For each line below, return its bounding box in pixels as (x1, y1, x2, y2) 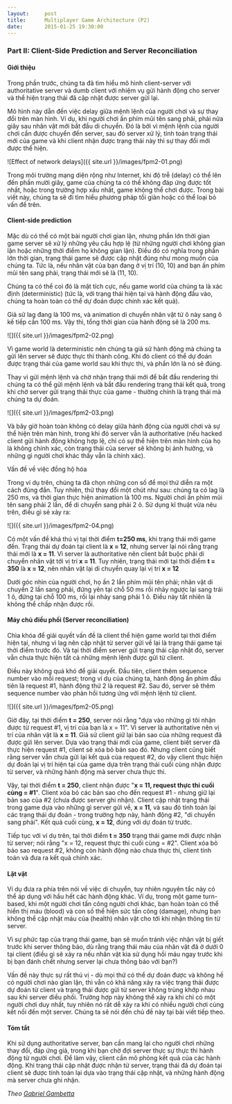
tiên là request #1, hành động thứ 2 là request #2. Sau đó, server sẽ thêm (7, 682, 215, 690)
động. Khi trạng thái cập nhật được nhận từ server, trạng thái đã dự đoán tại (7, 1061, 223, 1070)
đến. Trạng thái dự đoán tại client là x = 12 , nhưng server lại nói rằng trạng (7, 542, 218, 550)
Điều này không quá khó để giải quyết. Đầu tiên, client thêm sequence (7, 666, 208, 675)
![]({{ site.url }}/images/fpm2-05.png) (7, 702, 114, 711)
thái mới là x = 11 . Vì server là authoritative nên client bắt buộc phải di (7, 550, 204, 558)
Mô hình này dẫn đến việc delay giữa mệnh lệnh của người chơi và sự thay (7, 107, 219, 115)
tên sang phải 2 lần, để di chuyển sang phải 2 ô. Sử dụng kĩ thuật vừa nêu (7, 500, 217, 509)
